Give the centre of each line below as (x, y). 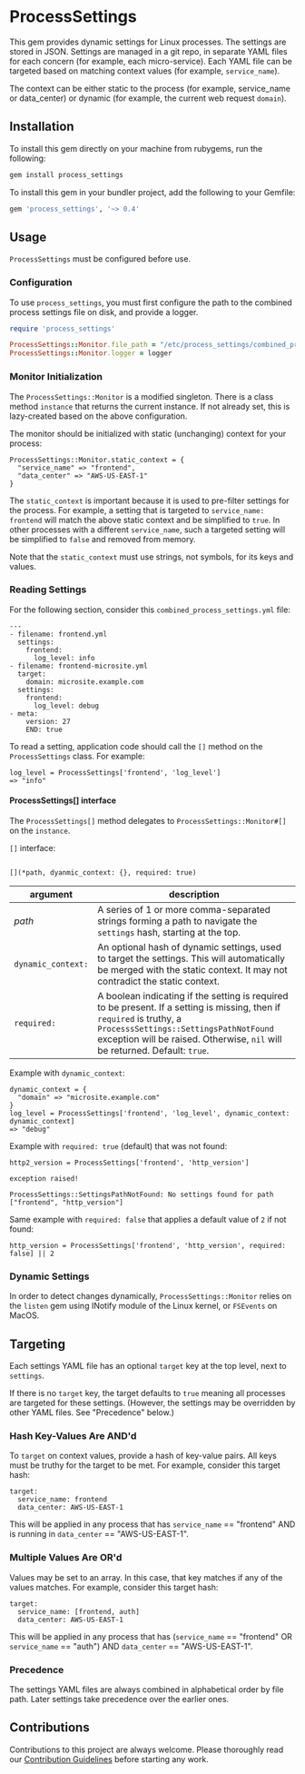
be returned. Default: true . (153, 1051)
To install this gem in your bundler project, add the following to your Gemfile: (152, 192)
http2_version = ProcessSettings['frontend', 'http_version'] (129, 1163)
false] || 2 (32, 1254)
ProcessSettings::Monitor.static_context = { (97, 460)
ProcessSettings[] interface (63, 800)
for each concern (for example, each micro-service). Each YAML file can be (151, 61)
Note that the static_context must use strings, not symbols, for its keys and (152, 557)
